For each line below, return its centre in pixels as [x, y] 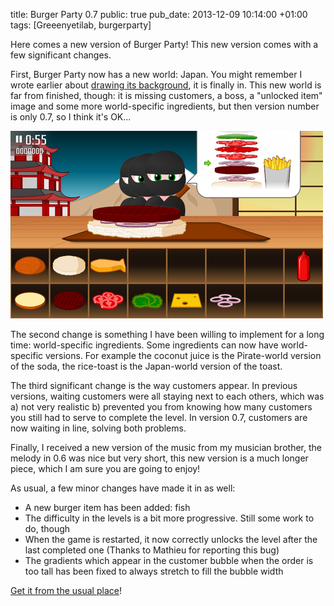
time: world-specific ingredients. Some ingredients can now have [144, 345]
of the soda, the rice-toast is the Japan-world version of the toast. [146, 366]
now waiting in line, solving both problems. [98, 428]
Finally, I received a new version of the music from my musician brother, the [166, 447]
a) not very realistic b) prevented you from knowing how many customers [161, 407]
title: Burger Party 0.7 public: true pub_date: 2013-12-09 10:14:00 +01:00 [159, 14]
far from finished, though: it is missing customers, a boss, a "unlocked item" [166, 95]
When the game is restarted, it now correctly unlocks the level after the [171, 539]
